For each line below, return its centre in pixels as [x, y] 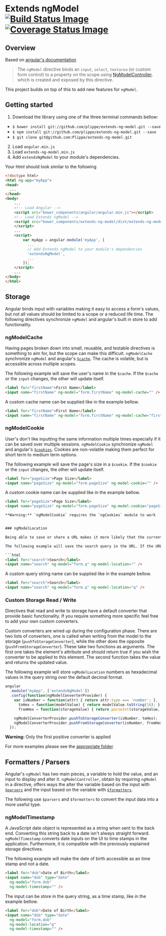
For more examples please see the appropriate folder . [60, 747]
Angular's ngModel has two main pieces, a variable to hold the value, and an [82, 774]
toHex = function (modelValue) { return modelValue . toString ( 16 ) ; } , [90, 705]
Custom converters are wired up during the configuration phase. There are [81, 631]
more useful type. [23, 804]
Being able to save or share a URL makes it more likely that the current [84, 537]
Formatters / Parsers [38, 762]
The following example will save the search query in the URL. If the [79, 546]
